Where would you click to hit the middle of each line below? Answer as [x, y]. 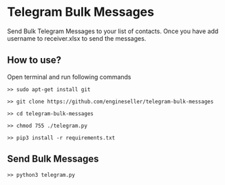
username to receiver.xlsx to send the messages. [77, 38]
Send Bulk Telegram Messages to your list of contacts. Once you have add [113, 31]
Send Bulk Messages [53, 159]
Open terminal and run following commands [69, 77]
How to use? [34, 60]
